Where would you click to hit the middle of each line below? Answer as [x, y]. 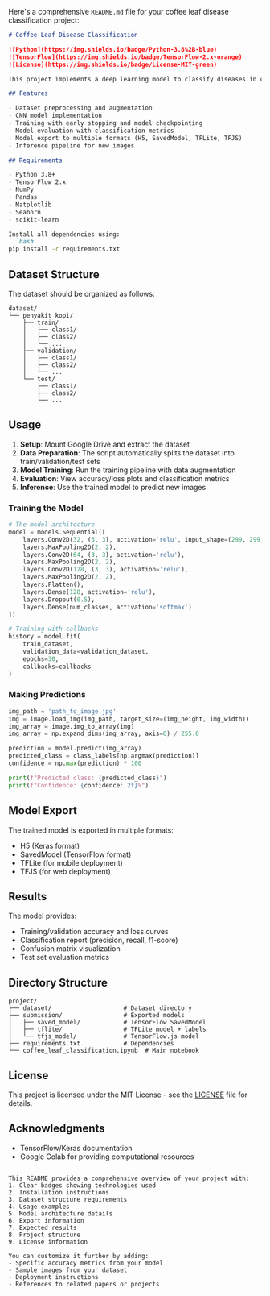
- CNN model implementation [55, 116]
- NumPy [21, 190]
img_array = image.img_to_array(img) [72, 726]
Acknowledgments [57, 1129]
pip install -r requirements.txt [64, 249]
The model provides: [43, 916]
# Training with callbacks [53, 629]
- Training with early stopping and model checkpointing [106, 123]
